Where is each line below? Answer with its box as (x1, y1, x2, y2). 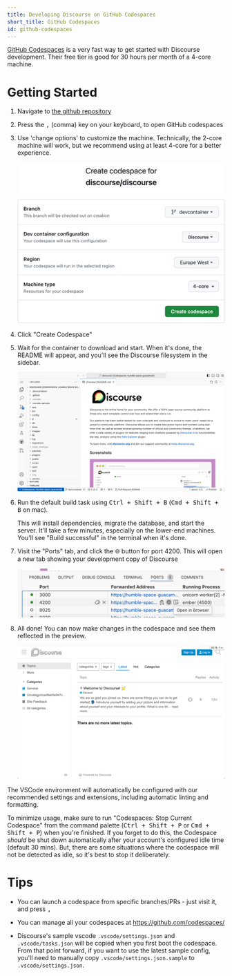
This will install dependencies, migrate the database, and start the (17, 519, 205, 527)
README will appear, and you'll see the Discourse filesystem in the (17, 351, 209, 359)
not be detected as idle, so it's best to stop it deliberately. (7, 850, 171, 859)
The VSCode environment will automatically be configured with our (7, 785, 198, 794)
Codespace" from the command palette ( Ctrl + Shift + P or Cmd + (7, 821, 209, 829)
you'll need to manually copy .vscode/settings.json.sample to (17, 953, 195, 961)
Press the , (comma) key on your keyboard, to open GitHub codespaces (17, 121, 224, 129)
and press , (17, 905, 52, 913)
